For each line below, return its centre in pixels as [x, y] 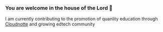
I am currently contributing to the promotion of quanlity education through [81, 19]
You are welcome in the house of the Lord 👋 [59, 8]
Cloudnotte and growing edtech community [50, 24]
